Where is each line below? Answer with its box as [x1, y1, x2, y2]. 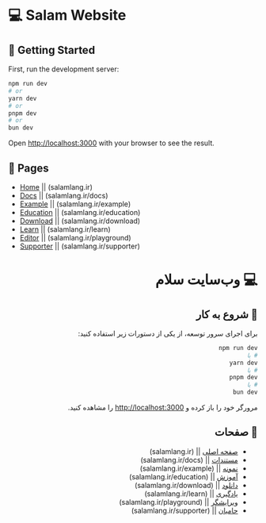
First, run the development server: [8, 64, 120, 74]
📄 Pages [8, 161, 49, 175]
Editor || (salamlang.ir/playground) [19, 233, 132, 242]
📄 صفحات [215, 425, 258, 439]
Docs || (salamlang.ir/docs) [19, 190, 108, 200]
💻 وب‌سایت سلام [155, 271, 258, 289]
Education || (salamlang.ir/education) [19, 207, 141, 217]
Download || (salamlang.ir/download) [19, 216, 141, 225]
